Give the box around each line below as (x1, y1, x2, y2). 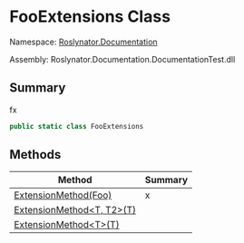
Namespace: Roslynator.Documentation (9, 36, 158, 47)
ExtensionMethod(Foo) (14, 189, 112, 201)
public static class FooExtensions (9, 121, 144, 131)
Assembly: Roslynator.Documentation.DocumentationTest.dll (9, 53, 236, 64)
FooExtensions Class (9, 6, 171, 27)
